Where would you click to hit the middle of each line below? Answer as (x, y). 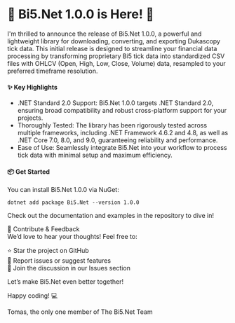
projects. (30, 118)
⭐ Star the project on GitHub (48, 251)
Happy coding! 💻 (33, 296)
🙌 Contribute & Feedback (43, 229)
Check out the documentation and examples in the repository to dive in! (110, 216)
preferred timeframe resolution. (53, 71)
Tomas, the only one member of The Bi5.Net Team (80, 312)
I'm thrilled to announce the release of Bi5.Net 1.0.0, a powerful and (105, 34)
